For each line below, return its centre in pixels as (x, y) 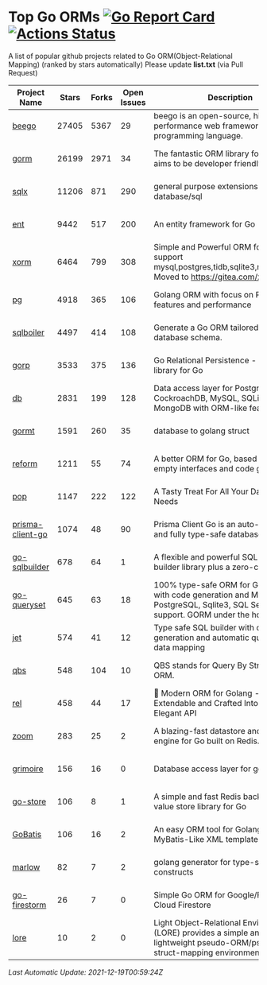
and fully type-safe (190, 534)
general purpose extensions (206, 186)
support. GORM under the (202, 615)
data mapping (179, 647)
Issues (133, 102)
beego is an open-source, (203, 115)
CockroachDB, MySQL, (197, 397)
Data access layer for (193, 388)
